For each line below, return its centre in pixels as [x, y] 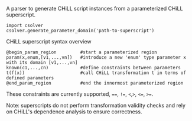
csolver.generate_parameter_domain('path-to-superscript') [80, 31]
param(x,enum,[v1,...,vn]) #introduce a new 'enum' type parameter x [96, 58]
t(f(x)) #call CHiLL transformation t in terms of [96, 73]
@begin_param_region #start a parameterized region [82, 52]
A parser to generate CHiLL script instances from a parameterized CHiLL [95, 9]
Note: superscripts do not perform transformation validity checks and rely [96, 105]
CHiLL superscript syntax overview [49, 41]
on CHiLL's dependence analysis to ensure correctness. [74, 112]
